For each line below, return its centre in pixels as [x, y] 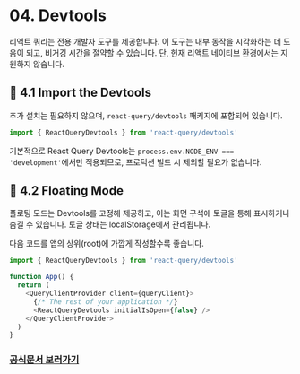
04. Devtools [58, 16]
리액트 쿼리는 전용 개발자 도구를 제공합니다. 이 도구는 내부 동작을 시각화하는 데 [146, 41]
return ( [34, 285]
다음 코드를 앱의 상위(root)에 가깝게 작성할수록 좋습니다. [107, 244]
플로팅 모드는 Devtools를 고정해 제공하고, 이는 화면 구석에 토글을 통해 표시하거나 [150, 213]
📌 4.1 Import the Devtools [81, 93]
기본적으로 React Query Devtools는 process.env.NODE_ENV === [122, 151]
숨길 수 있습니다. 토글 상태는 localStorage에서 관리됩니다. [110, 224]
